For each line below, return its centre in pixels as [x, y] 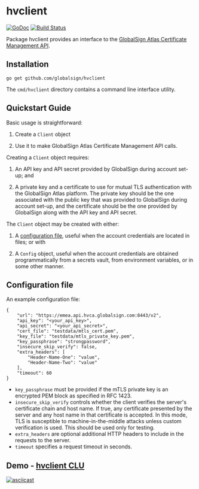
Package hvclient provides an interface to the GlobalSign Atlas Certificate [97, 39]
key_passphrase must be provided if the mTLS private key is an [91, 390]
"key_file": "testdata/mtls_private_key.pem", [76, 336]
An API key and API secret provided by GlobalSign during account [96, 169]
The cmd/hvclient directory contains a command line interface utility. [91, 89]
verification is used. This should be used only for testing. [85, 428]
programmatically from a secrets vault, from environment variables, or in [104, 260]
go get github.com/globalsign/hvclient [56, 78]
